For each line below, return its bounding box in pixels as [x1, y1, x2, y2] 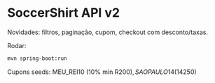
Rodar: [7, 41, 27, 50]
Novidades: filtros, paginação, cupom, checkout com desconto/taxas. [7, 28, 209, 36]
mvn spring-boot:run [7, 54, 68, 62]
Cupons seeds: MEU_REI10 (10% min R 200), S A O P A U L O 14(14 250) [7, 68, 197, 76]
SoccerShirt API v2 [7, 5, 120, 21]
